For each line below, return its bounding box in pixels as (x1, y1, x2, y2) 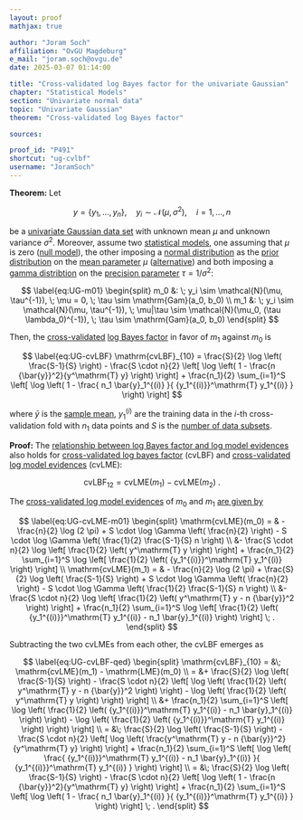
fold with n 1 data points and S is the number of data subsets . (47, 419, 273, 433)
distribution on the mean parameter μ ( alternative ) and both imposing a (9, 256, 274, 267)
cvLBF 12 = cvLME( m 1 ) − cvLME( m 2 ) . (83, 476, 221, 489)
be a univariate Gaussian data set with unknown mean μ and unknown (9, 226, 270, 237)
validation (9, 419, 46, 430)
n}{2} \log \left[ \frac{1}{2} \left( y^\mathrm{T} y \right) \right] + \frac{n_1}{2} (9, 544, 295, 556)
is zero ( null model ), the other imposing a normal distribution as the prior (9, 246, 279, 258)
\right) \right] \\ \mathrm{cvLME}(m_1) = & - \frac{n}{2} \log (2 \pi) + (9, 564, 262, 575)
